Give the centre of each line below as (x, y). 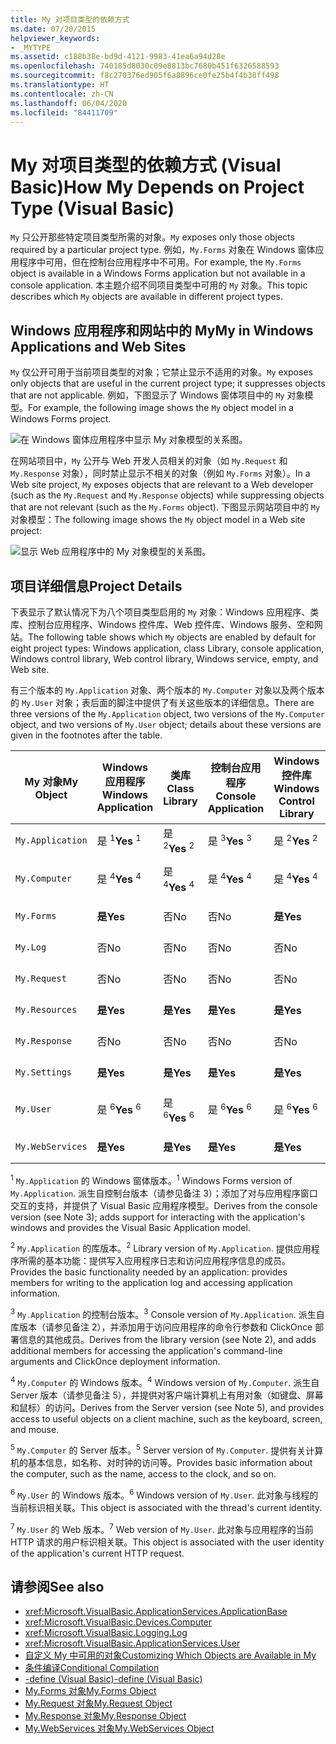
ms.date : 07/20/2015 (53, 29)
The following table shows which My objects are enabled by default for (172, 637)
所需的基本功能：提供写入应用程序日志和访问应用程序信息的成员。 (154, 1261)
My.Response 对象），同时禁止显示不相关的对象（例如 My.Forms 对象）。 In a (160, 473)
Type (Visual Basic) (92, 208)
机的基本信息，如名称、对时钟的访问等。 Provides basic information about (161, 1463)
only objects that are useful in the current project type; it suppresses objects (168, 383)
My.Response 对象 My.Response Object (105, 1716)
